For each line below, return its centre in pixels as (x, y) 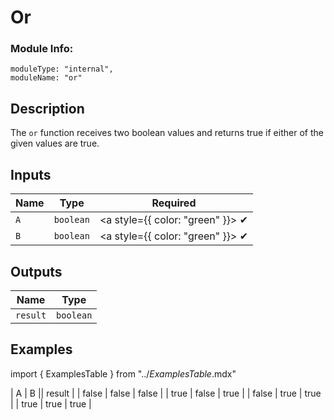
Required (174, 203)
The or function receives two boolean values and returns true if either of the (167, 133)
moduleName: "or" (46, 78)
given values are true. (55, 143)
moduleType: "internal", (62, 69)
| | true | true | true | (51, 403)
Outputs (36, 271)
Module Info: (42, 49)
